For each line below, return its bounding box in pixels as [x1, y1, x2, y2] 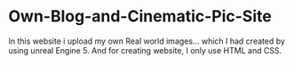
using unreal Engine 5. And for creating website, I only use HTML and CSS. [8, 45, 282, 55]
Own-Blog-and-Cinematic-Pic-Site [8, 6, 272, 27]
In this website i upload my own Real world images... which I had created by [8, 36, 286, 46]
